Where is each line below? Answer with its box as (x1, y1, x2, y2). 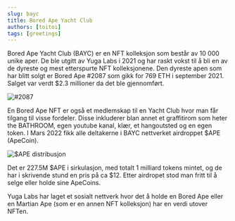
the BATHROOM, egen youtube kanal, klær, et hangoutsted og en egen (7, 121, 212, 130)
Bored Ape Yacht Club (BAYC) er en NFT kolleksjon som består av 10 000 (7, 49, 220, 58)
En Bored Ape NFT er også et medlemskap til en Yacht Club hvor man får (7, 106, 219, 115)
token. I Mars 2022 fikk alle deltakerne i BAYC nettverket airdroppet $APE (7, 129, 221, 137)
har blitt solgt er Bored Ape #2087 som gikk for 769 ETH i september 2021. (7, 72, 224, 80)
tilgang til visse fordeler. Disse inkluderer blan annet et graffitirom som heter (7, 114, 228, 122)
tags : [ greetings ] (7, 30, 61, 37)
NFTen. (7, 207, 29, 215)
